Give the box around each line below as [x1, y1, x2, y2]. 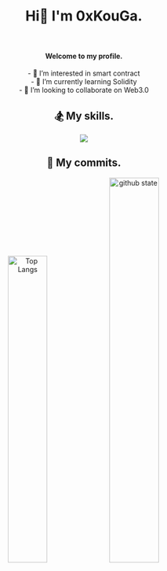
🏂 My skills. [53, 109, 114, 123]
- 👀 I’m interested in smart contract [27, 68, 140, 78]
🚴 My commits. [46, 157, 122, 170]
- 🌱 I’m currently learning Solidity [30, 77, 138, 87]
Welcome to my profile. [45, 51, 123, 61]
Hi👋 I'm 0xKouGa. [25, 7, 143, 25]
